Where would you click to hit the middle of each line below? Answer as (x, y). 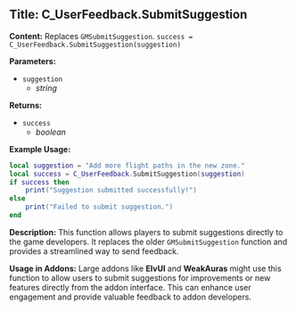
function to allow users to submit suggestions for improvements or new (140, 278)
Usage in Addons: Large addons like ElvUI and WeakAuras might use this (146, 268)
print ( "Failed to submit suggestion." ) (99, 207)
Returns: (26, 105)
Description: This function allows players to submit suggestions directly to (146, 232)
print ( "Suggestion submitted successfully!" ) (111, 191)
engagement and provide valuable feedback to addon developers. (131, 297)
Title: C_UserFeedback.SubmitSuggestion (128, 15)
